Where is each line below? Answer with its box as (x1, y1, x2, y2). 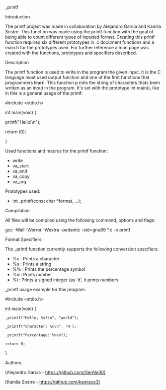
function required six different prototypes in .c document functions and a (5, 39, 155, 45)
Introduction (5, 14, 30, 19)
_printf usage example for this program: (5, 287, 86, 292)
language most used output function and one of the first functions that (5, 75, 150, 80)
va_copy (12, 173, 30, 179)
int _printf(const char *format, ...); (12, 198, 82, 204)
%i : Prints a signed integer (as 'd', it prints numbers (12, 277, 119, 283)
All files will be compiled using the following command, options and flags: (5, 217, 156, 223)
